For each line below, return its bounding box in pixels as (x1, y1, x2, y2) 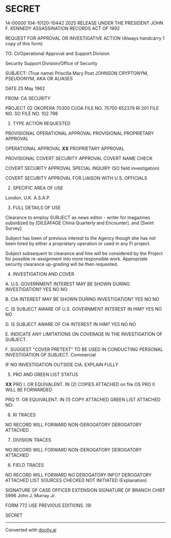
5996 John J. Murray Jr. (5, 492, 56, 498)
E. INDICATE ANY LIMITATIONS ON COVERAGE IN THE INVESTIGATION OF (5, 331, 163, 337)
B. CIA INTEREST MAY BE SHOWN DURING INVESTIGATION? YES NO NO (5, 296, 159, 302)
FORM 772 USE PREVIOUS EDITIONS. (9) (5, 502, 92, 509)
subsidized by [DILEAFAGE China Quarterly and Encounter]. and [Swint (5, 220, 154, 226)
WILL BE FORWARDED (5, 386, 52, 393)
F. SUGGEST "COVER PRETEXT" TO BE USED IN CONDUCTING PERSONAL (5, 346, 163, 352)
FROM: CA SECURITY (5, 95, 51, 101)
